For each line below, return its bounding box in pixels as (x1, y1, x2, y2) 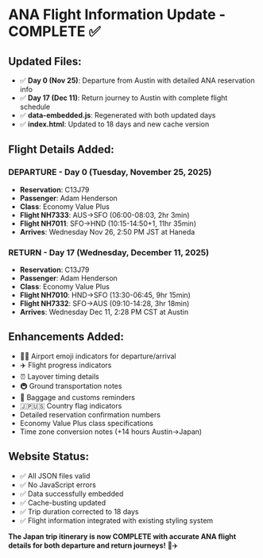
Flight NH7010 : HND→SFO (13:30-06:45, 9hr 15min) (19, 290, 191, 300)
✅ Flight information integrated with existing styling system (19, 515, 214, 525)
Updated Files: (8, 54, 82, 68)
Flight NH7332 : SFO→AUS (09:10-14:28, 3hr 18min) (19, 298, 190, 308)
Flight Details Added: (8, 143, 114, 157)
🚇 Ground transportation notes (19, 381, 122, 390)
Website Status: (8, 450, 90, 463)
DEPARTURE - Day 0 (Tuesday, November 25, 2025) (8, 167, 212, 178)
